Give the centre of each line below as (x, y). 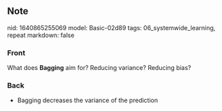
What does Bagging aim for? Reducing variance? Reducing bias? (99, 68)
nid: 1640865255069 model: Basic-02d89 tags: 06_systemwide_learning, (111, 27)
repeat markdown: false (41, 35)
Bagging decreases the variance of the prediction (88, 100)
